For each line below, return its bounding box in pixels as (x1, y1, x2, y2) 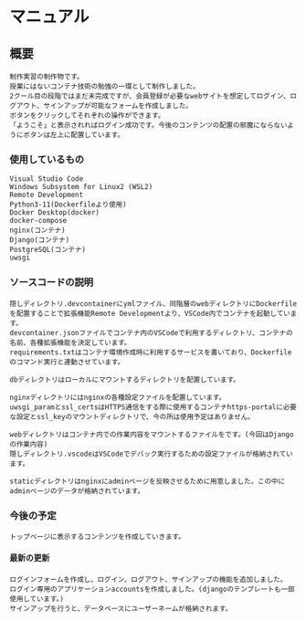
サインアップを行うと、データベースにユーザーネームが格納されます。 (9, 605, 233, 614)
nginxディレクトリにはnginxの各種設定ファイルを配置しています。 (9, 393, 227, 402)
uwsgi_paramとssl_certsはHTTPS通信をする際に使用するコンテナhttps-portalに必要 (9, 402, 297, 412)
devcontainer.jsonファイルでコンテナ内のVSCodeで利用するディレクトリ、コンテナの (9, 328, 294, 337)
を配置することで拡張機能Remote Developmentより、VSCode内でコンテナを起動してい (9, 309, 290, 318)
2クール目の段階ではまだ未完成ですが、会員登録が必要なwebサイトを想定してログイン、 (9, 91, 290, 100)
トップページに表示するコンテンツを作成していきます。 (9, 532, 185, 542)
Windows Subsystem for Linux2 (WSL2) (9, 183, 153, 192)
